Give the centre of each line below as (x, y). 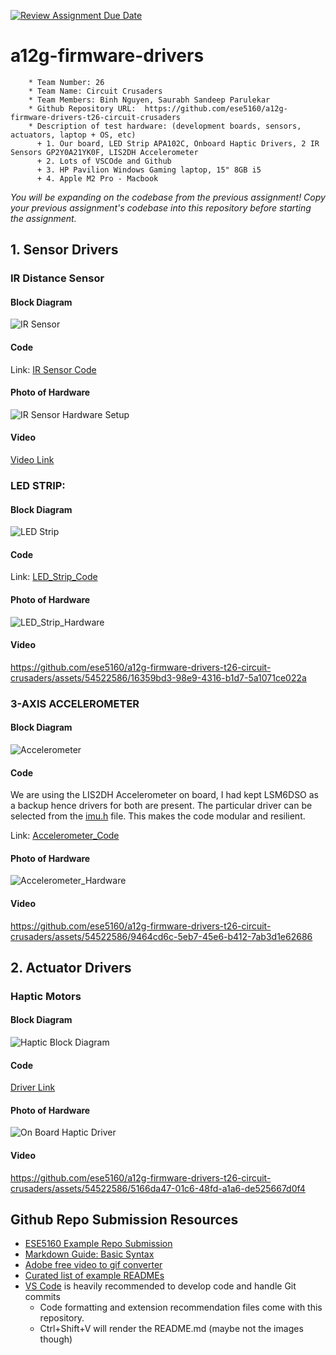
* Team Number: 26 (66, 82)
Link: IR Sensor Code (53, 369)
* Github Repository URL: (82, 108)
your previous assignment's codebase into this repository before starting (161, 207)
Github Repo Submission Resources (124, 1220)
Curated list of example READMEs (94, 1276)
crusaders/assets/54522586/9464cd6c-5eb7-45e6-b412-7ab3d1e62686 (161, 936)
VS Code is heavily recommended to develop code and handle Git (160, 1286)
